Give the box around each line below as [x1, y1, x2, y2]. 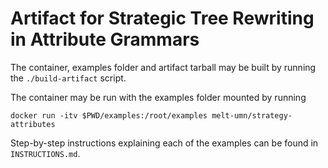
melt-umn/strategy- [211, 110, 293, 121]
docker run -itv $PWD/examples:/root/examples [10, 110, 208, 121]
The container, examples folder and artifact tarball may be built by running [10, 61, 317, 73]
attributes [10, 119, 56, 129]
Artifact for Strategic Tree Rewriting [10, 7, 315, 30]
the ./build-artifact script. [10, 72, 127, 84]
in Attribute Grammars [10, 28, 200, 51]
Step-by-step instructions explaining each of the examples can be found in [10, 137, 319, 149]
